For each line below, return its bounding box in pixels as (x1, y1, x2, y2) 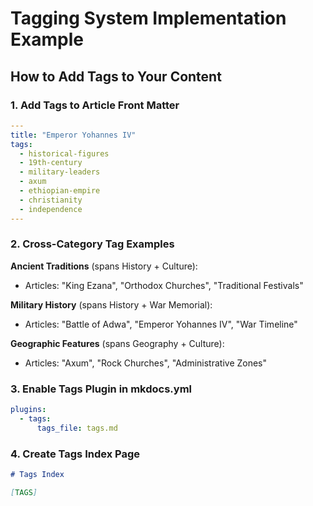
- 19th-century (19, 158, 83, 168)
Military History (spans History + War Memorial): (10, 298, 213, 311)
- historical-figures (19, 148, 110, 159)
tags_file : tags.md (36, 423, 118, 433)
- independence (19, 204, 83, 214)
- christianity (19, 195, 83, 205)
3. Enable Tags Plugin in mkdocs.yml (10, 382, 193, 396)
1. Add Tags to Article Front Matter (10, 98, 180, 112)
